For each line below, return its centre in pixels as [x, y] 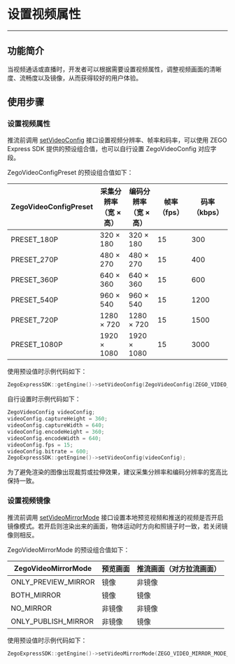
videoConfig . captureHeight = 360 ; [58, 419]
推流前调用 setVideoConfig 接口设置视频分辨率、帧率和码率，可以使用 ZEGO [117, 140]
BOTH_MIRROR [36, 595]
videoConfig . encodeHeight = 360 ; [56, 432]
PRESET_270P [35, 260]
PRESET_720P [35, 320]
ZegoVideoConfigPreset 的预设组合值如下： [70, 173]
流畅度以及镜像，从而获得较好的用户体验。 [80, 78]
